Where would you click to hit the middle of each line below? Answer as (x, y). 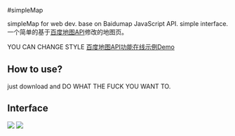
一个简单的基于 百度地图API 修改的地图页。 (68, 32)
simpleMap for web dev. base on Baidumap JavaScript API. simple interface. (118, 23)
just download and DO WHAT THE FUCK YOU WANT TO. (89, 86)
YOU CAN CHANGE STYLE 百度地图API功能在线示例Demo (91, 47)
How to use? (35, 69)
